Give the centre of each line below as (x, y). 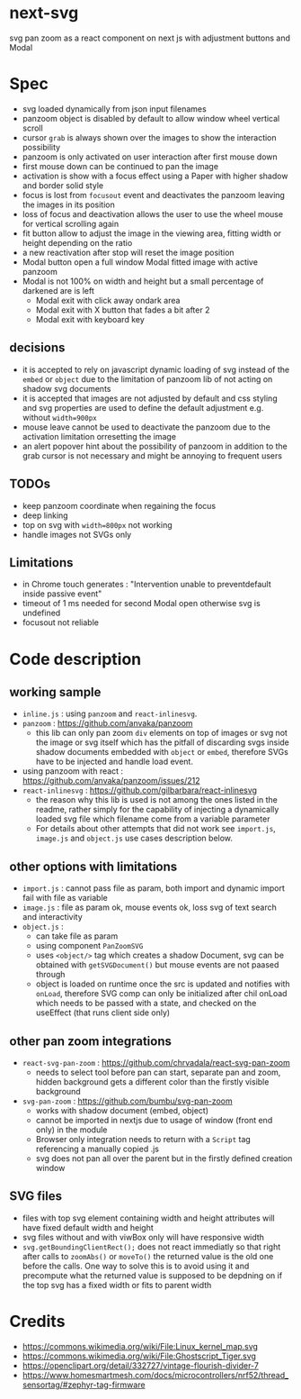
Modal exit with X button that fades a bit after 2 (123, 310)
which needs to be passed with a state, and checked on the (146, 1004)
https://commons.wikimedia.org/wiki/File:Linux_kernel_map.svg (140, 1346)
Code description (75, 659)
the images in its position (68, 204)
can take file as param (77, 936)
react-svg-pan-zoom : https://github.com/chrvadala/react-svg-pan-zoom (156, 1062)
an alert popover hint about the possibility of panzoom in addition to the (155, 446)
